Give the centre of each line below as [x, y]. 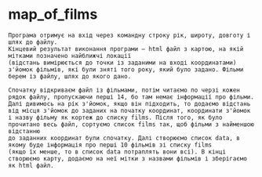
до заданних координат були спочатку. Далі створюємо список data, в [124, 138]
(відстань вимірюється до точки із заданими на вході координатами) [122, 63]
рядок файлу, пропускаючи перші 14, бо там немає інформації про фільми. [131, 97]
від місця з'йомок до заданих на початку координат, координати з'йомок [129, 110]
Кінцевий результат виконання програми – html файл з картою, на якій [126, 49]
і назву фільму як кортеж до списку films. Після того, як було [115, 117]
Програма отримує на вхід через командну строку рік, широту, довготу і [129, 35]
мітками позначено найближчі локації [70, 56]
